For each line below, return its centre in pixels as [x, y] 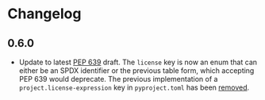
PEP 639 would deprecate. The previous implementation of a [118, 79]
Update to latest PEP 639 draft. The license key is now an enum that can [138, 62]
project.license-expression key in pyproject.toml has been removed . [134, 87]
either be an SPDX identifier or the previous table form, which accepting [136, 71]
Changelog [44, 14]
